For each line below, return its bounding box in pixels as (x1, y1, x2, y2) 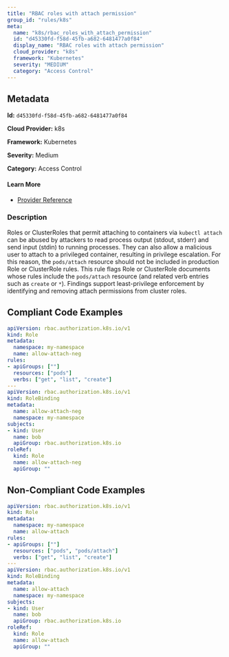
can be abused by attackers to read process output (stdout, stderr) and (7, 235, 209, 244)
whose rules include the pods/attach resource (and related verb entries (7, 272, 209, 280)
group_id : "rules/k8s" (7, 16, 72, 23)
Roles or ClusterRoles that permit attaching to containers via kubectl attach (7, 228, 222, 236)
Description (7, 212, 47, 222)
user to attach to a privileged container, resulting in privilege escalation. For (7, 250, 221, 258)
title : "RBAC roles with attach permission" (7, 10, 137, 17)
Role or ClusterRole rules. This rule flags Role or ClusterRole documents (7, 265, 211, 273)
